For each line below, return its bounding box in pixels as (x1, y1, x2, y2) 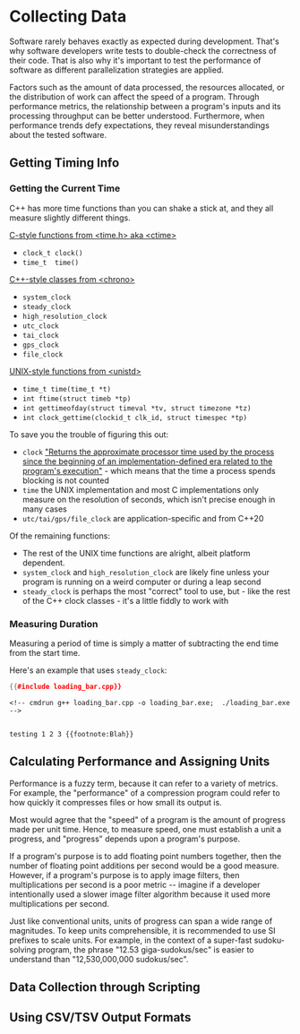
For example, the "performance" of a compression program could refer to (9, 787, 280, 798)
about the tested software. (9, 129, 107, 140)
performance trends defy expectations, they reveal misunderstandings (9, 119, 270, 131)
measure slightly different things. (9, 212, 132, 223)
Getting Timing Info (9, 155, 120, 171)
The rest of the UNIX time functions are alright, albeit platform (21, 547, 251, 558)
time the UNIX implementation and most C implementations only (21, 484, 260, 495)
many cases (21, 504, 67, 514)
